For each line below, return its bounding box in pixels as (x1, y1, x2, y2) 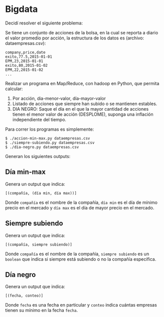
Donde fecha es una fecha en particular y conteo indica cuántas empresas (5, 302, 157, 308)
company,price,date (5, 50, 46, 55)
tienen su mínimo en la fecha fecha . (5, 308, 78, 314)
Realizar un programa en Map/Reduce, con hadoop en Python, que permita (5, 80, 160, 86)
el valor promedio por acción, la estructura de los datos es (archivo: (5, 35, 145, 41)
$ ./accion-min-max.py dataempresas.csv (5, 136, 91, 141)
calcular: (5, 86, 23, 92)
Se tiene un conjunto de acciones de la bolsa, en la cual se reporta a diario (5, 29, 159, 35)
